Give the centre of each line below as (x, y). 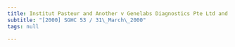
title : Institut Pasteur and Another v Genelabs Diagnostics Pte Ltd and (118, 13)
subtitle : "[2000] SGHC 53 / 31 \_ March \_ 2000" (77, 20)
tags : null (23, 26)
